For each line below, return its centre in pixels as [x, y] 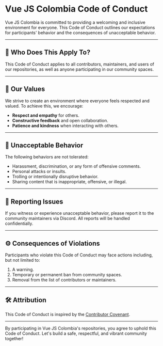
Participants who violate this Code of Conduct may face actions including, [79, 255]
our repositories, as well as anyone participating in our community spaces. [80, 69]
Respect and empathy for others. [46, 115]
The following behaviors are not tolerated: [47, 157]
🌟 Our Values [25, 89]
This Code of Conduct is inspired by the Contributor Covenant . [67, 314]
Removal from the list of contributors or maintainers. [64, 280]
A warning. [23, 269]
